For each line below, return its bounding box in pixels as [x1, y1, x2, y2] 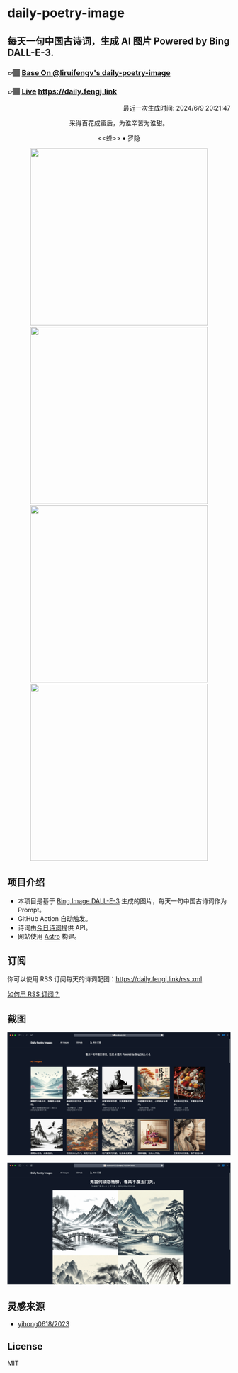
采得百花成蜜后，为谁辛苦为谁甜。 [69, 118, 169, 127]
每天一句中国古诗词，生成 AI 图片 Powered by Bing [7, 35, 230, 47]
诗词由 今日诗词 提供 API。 [17, 923, 92, 932]
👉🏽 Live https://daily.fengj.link [7, 86, 118, 96]
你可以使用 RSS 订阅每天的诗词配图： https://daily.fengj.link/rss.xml [7, 975, 203, 983]
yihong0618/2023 [17, 1320, 70, 1328]
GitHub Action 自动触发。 [17, 914, 92, 922]
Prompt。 [17, 905, 46, 914]
